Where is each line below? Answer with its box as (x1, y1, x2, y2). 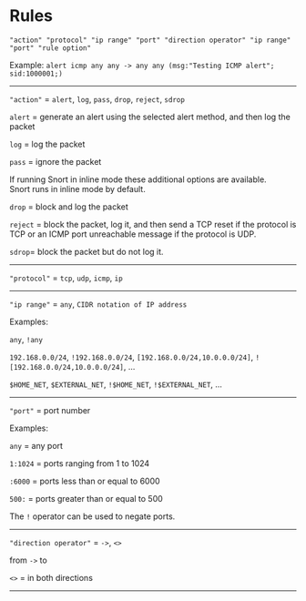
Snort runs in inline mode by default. (9, 183, 146, 194)
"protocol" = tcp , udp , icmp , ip (9, 272, 123, 283)
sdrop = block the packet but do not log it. (9, 246, 164, 257)
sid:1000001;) (9, 69, 64, 78)
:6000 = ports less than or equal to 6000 (9, 475, 161, 486)
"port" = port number (9, 404, 91, 415)
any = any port (9, 440, 64, 451)
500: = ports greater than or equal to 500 (9, 493, 164, 504)
